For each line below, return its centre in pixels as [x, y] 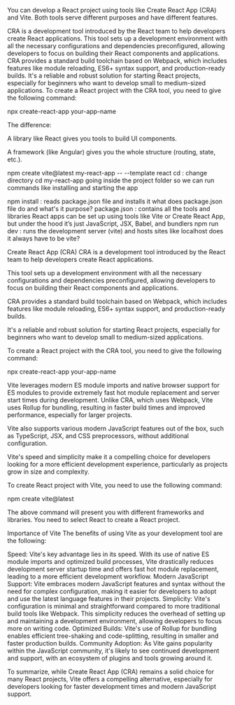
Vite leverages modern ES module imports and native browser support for [114, 385]
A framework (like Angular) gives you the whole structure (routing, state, [112, 152]
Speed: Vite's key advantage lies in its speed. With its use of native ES [108, 554]
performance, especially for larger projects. [70, 415]
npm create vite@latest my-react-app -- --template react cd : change [107, 173]
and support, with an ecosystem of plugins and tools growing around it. [110, 658]
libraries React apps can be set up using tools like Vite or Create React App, [116, 216]
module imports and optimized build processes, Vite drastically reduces [111, 561]
